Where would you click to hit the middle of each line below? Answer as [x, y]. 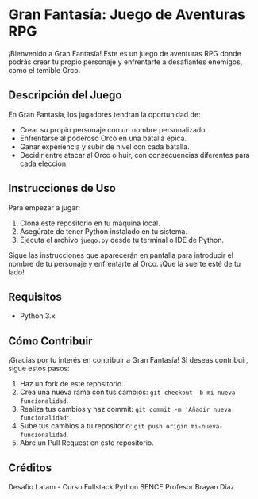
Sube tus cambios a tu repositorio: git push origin [104, 426]
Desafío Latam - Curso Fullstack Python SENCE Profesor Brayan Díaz [121, 487]
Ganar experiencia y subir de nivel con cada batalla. [104, 146]
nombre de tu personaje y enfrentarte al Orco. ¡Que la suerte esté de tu [125, 263]
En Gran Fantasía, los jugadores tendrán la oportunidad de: [104, 114]
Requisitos [35, 296]
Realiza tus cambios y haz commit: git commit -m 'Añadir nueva [125, 409]
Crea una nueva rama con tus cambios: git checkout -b [112, 392]
